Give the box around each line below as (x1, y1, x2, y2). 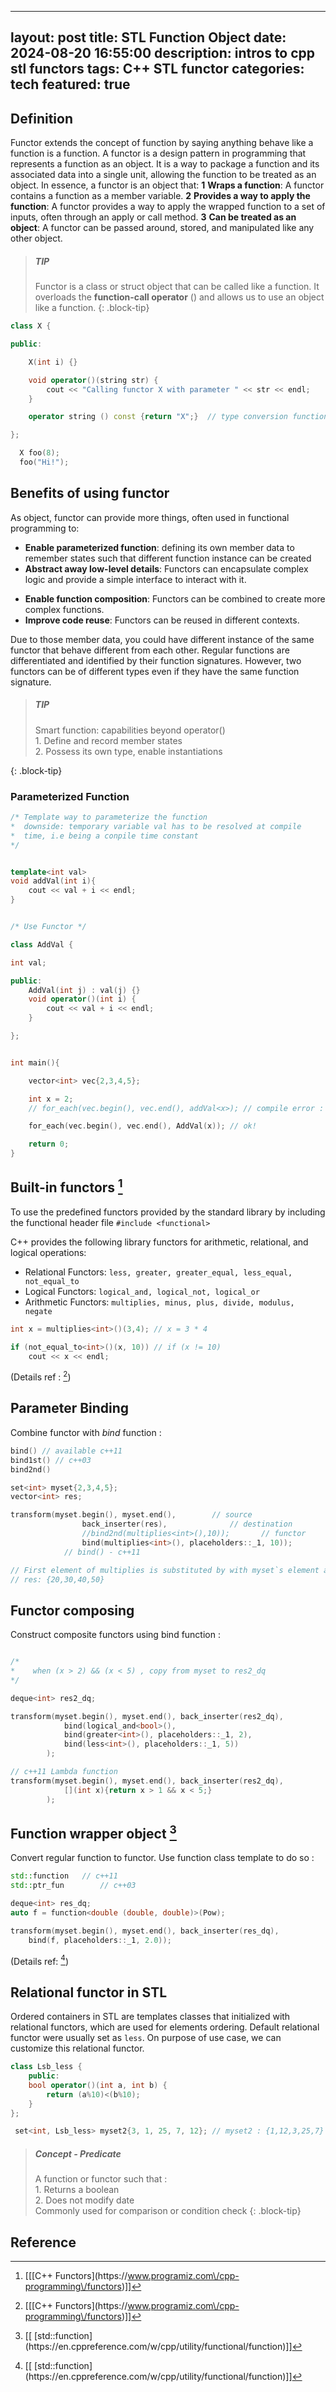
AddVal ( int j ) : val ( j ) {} (28, 985, 141, 995)
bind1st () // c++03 (10, 1455, 92, 1465)
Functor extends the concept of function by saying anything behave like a (10, 137, 314, 149)
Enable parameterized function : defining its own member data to (24, 541, 295, 553)
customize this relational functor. (10, 2042, 145, 2055)
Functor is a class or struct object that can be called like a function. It (34, 281, 320, 293)
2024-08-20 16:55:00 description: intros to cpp (10, 45, 316, 62)
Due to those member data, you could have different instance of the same (10, 633, 315, 645)
